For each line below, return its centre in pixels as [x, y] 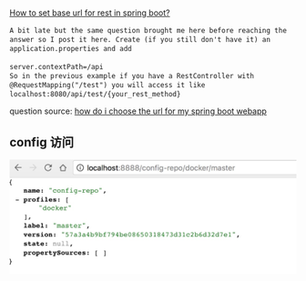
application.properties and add [71, 49]
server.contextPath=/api [56, 67]
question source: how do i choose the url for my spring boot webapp [138, 111]
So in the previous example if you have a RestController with [132, 76]
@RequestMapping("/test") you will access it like [107, 85]
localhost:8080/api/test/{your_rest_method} [95, 95]
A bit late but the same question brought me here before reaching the [148, 31]
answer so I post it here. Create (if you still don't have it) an [140, 40]
